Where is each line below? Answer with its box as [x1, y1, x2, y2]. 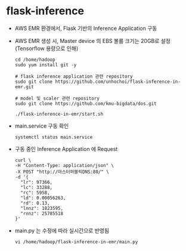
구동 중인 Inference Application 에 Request [14, 145, 118, 153]
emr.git [14, 83, 34, 90]
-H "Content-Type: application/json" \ [14, 162, 114, 168]
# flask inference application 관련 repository [14, 73, 133, 79]
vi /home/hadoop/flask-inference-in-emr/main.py [14, 238, 138, 245]
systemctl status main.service [14, 134, 93, 140]
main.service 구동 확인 [14, 122, 69, 129]
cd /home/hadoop [14, 57, 55, 63]
